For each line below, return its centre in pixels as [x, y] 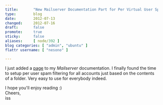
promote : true [24, 32]
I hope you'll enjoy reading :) [33, 88]
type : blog [24, 14]
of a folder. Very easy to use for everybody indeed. [56, 78]
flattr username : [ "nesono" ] [37, 50]
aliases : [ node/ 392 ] [32, 41]
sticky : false [25, 37]
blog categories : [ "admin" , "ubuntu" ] [47, 45]
